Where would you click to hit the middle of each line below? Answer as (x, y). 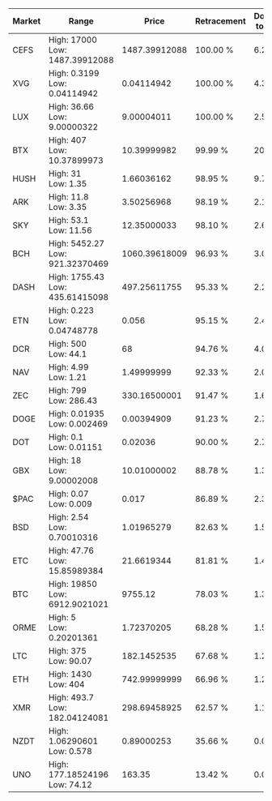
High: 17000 (72, 40)
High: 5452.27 (76, 244)
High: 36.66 (71, 107)
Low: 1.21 (68, 377)
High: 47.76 (71, 550)
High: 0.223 (71, 310)
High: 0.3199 (74, 73)
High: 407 (68, 140)
